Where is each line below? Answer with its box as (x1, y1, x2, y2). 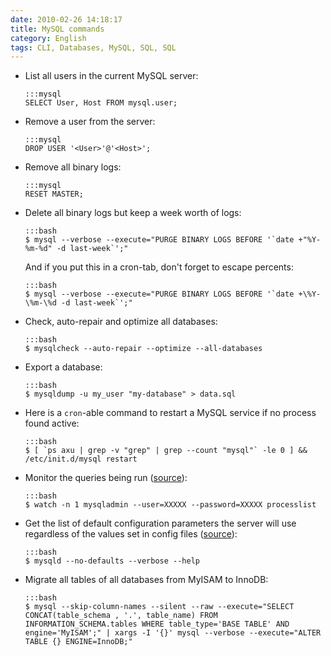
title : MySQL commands (10, 24, 105, 34)
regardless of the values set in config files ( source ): (24, 528, 238, 540)
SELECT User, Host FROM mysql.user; (24, 98, 178, 108)
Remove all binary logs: (24, 161, 122, 173)
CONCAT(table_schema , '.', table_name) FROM (24, 611, 218, 621)
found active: (24, 417, 80, 430)
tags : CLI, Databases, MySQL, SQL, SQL (10, 42, 177, 53)
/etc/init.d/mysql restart (24, 454, 138, 465)
